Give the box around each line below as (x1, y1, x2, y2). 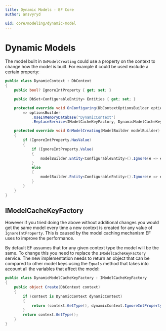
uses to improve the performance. (5, 236, 75, 241)
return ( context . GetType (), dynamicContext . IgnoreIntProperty (31, 303, 163, 308)
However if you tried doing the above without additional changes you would (5, 220, 159, 226)
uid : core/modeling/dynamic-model (5, 21, 77, 26)
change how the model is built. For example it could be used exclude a (5, 64, 149, 70)
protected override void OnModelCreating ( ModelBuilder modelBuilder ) (14, 128, 161, 134)
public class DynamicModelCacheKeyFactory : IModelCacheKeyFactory (5, 276, 147, 281)
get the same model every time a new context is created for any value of (5, 225, 153, 231)
